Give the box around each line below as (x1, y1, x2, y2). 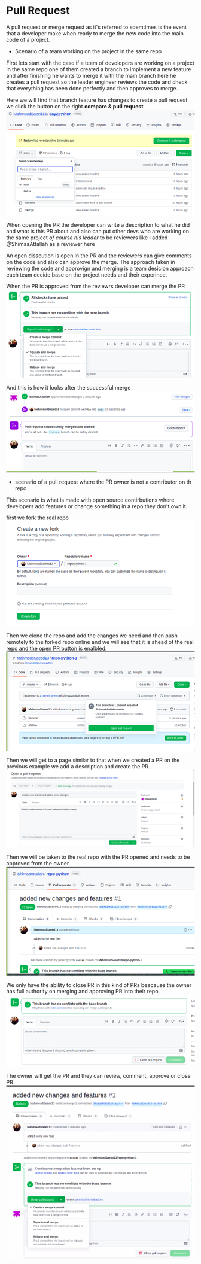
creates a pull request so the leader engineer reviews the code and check (6, 78, 188, 86)
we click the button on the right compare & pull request (6, 102, 144, 110)
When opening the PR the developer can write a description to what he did (6, 221, 190, 228)
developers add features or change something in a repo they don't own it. (6, 502, 188, 509)
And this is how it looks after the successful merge (6, 384, 131, 391)
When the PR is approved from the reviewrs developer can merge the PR (6, 282, 185, 290)
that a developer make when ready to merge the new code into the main (6, 29, 184, 37)
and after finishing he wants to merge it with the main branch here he (6, 72, 176, 79)
